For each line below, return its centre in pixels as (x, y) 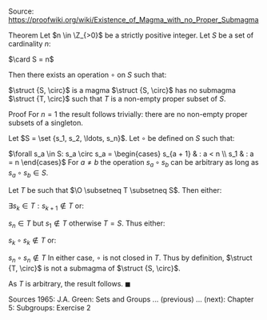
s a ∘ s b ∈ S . (28, 173)
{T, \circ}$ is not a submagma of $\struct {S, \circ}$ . (95, 268)
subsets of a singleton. (46, 123)
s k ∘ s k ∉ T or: (32, 241)
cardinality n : (30, 44)
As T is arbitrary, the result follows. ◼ (70, 283)
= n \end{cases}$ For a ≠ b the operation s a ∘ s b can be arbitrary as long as (133, 163)
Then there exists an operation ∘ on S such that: (88, 75)
